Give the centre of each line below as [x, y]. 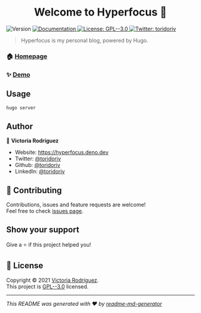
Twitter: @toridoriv [38, 159]
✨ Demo [18, 74]
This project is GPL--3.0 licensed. [47, 286]
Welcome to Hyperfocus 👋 [100, 12]
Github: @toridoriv [38, 165]
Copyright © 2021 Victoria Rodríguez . [52, 280]
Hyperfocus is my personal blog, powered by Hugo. [84, 40]
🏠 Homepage [27, 56]
